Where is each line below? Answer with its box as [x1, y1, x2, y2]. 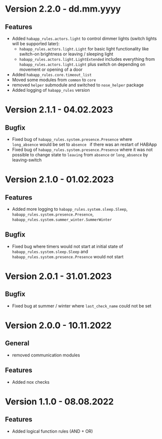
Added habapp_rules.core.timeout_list [12, 72, 92, 77]
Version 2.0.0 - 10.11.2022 [5, 320, 112, 331]
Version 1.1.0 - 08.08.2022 [5, 396, 114, 407]
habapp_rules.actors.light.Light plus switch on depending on [19, 62, 146, 67]
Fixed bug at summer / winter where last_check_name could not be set [12, 303, 151, 309]
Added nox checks [12, 379, 50, 385]
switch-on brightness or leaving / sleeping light [19, 51, 114, 57]
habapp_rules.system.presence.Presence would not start [12, 253, 124, 259]
